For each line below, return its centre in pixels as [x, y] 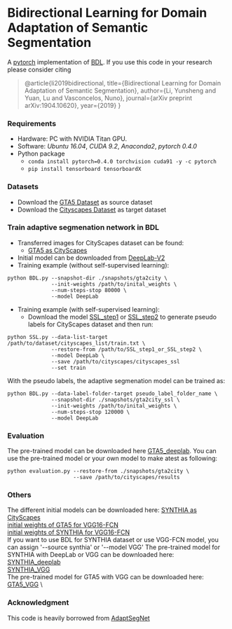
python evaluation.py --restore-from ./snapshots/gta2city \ [98, 471]
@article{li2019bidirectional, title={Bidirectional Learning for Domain [123, 83]
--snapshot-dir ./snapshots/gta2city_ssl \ [116, 400]
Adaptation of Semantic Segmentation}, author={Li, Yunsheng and [120, 90]
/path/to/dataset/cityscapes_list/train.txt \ [76, 343]
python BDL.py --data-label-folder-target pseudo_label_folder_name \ [112, 394]
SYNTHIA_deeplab [34, 562]
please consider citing [39, 69]
